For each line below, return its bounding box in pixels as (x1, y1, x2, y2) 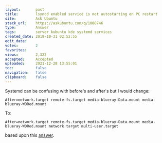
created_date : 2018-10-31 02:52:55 (5, 34, 77, 39)
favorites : (5, 48, 27, 52)
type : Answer (5, 25, 49, 30)
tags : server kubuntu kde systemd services (5, 30, 112, 34)
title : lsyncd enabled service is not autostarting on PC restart (5, 12, 158, 16)
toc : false (5, 66, 47, 71)
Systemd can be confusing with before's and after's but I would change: (5, 88, 150, 94)
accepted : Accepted (5, 57, 54, 62)
